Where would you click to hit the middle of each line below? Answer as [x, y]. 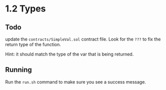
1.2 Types [25, 9]
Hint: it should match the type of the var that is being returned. [69, 54]
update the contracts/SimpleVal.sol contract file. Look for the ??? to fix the [83, 39]
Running [19, 70]
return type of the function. [33, 44]
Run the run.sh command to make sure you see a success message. [76, 82]
